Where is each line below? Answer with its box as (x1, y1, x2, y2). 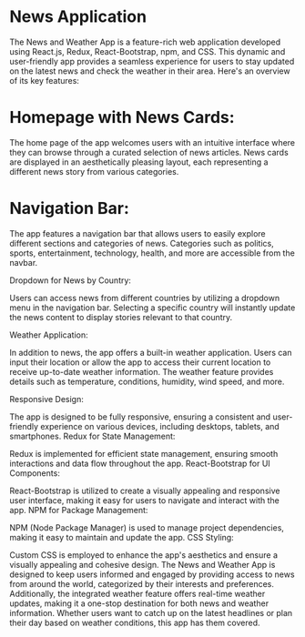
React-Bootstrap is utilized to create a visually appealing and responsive (9, 485, 280, 496)
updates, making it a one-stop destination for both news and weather (9, 598, 269, 609)
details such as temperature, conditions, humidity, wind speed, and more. (9, 376, 285, 387)
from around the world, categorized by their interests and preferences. (9, 578, 275, 589)
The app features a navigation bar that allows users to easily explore (9, 227, 266, 238)
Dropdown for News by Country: (9, 275, 132, 286)
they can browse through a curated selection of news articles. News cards (9, 147, 289, 157)
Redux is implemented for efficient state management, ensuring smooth (9, 448, 279, 459)
